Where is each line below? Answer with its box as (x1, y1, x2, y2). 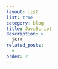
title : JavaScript (6, 25, 52, 32)
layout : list (6, 8, 39, 15)
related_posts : (6, 43, 44, 49)
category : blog (6, 20, 44, 26)
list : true (6, 14, 33, 20)
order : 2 (6, 53, 28, 59)
